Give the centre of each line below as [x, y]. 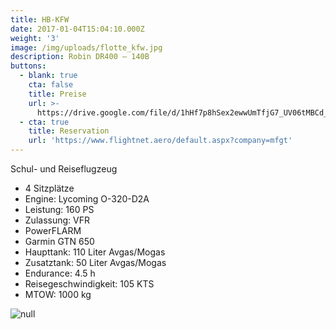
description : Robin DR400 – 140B [80, 57]
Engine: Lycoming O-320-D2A [87, 199]
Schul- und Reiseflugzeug [64, 169]
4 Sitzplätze [49, 188]
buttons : [28, 66]
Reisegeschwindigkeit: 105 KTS [89, 284]
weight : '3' [35, 38]
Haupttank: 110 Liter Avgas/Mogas [95, 252]
